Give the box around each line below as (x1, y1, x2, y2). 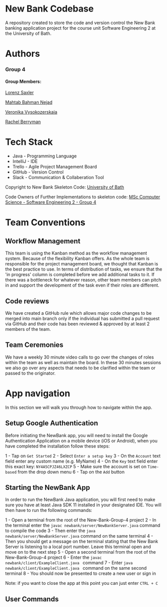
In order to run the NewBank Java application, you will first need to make (5, 496, 155, 503)
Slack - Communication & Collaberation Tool (12, 175, 104, 181)
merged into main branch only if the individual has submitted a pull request (5, 315, 160, 321)
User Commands (5, 594, 59, 603)
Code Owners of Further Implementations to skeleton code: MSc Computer (5, 194, 160, 200)
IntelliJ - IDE (12, 158, 38, 164)
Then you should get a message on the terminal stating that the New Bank (5, 539, 158, 545)
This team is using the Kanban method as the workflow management (5, 250, 147, 256)
